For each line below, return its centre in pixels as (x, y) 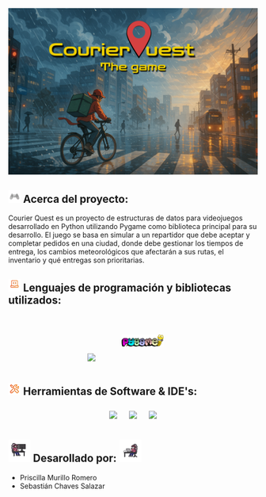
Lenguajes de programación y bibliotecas (127, 287)
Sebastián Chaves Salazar (62, 486)
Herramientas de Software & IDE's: (110, 391)
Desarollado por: (75, 459)
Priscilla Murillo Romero (58, 477)
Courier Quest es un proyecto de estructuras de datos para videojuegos (125, 218)
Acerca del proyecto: (76, 199)
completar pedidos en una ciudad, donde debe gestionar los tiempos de (126, 243)
